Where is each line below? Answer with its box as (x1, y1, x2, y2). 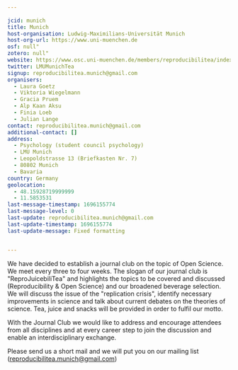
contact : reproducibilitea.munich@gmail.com (7, 122, 141, 129)
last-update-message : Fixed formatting (7, 227, 125, 234)
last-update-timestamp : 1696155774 (7, 221, 113, 228)
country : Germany (7, 175, 59, 182)
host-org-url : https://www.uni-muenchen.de (7, 37, 138, 44)
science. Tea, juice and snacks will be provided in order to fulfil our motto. (7, 304, 223, 313)
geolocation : (7, 181, 46, 188)
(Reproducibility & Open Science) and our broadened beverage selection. (7, 282, 222, 290)
